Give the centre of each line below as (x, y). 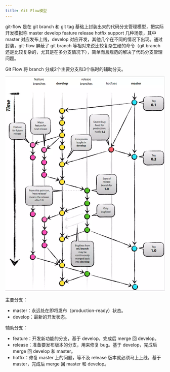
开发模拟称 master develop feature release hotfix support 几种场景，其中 (81, 33)
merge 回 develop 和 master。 (44, 351)
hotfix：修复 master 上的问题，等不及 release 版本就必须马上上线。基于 (87, 358)
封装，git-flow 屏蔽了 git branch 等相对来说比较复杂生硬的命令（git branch (83, 45)
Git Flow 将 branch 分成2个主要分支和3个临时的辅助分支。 (66, 69)
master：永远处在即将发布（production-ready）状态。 (69, 311)
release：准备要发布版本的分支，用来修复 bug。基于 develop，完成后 (85, 345)
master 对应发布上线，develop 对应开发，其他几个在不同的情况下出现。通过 (84, 39)
